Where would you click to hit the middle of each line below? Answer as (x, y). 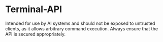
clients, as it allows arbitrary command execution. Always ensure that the (82, 28)
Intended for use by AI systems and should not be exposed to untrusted (80, 23)
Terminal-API (34, 9)
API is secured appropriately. (36, 34)
